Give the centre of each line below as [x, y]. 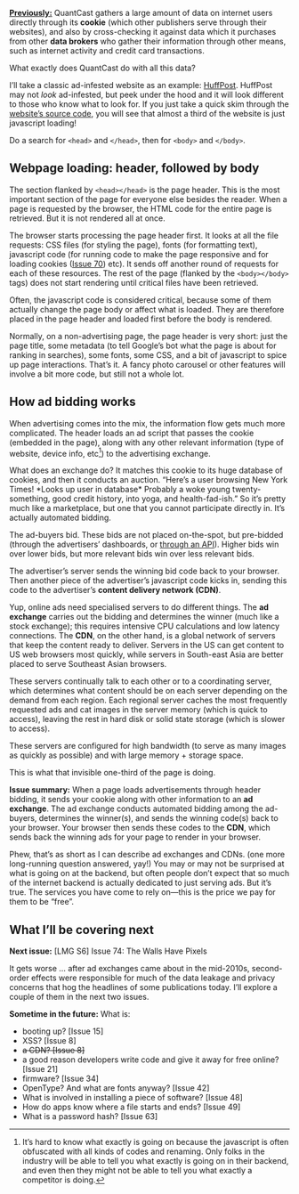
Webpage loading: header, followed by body [134, 168]
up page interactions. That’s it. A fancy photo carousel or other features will [148, 364]
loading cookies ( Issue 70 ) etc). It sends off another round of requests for [144, 264]
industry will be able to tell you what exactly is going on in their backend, [155, 1161]
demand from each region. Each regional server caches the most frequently [148, 700]
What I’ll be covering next [81, 930]
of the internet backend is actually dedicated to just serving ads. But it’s [140, 883]
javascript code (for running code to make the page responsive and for [139, 254]
